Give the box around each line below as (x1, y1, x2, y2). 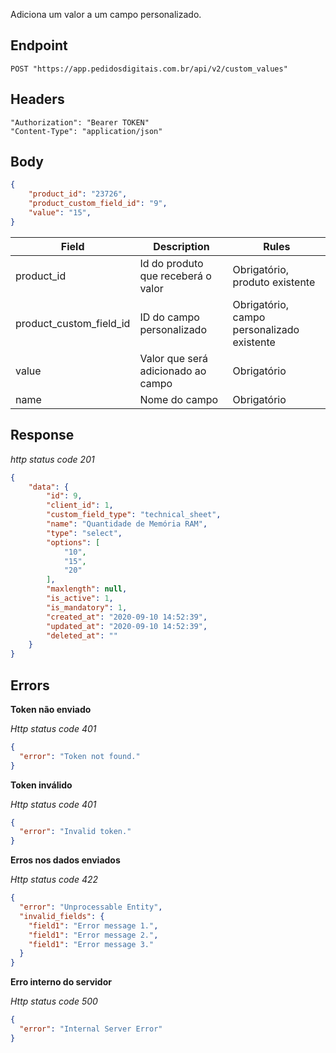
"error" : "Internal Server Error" (19, 1024, 163, 1034)
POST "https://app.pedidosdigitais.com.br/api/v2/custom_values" (10, 64, 288, 74)
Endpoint (10, 37, 68, 54)
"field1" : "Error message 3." (28, 939, 155, 949)
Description (153, 239, 210, 253)
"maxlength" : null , (46, 584, 128, 594)
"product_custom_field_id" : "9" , (28, 199, 168, 209)
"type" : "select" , (46, 528, 123, 538)
